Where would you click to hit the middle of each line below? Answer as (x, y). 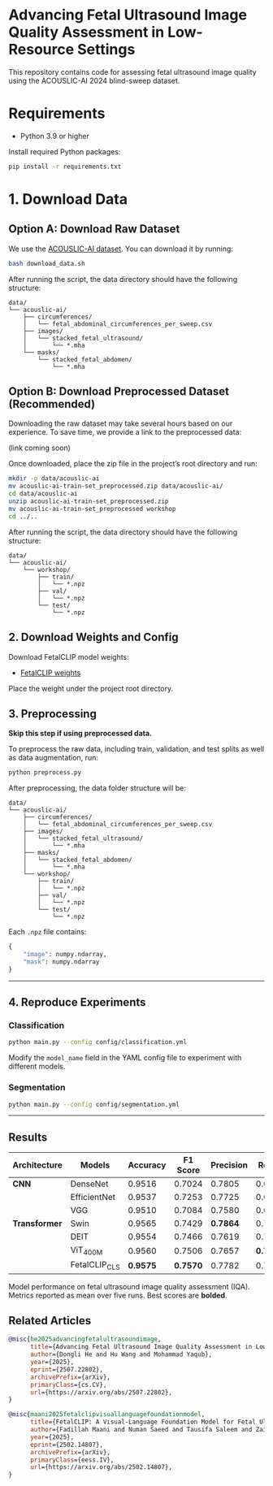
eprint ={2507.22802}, (67, 1369)
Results (28, 1137)
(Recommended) (52, 404)
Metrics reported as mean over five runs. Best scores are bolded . (118, 1295)
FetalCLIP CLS (95, 1266)
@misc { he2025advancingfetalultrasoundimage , (85, 1339)
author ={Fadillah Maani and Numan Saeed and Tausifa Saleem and (141, 1430)
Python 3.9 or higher (54, 136)
